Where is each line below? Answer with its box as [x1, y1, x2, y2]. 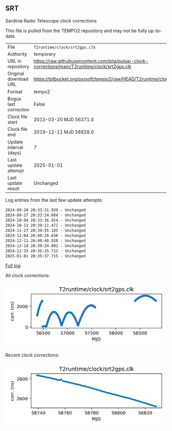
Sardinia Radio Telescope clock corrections [5, 17, 97, 24]
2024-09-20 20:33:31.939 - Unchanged [5, 207, 86, 213]
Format [7, 88, 23, 95]
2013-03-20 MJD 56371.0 [33, 116, 94, 122]
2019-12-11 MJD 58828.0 [33, 129, 94, 135]
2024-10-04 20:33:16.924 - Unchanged [5, 217, 86, 223]
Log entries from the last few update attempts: [5, 197, 103, 203]
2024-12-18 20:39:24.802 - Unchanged [5, 243, 86, 248]
